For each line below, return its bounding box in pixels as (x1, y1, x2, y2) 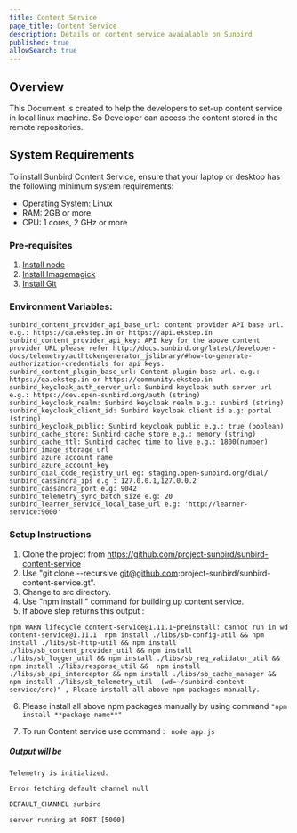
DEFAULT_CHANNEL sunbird (9, 799, 101, 809)
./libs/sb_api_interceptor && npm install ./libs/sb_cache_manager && (9, 669, 277, 678)
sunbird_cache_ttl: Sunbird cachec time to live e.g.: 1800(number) (9, 437, 269, 446)
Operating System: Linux (21, 198, 113, 208)
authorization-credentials (9, 360, 109, 369)
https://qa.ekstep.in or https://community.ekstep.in (9, 375, 213, 384)
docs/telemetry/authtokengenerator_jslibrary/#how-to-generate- (9, 352, 253, 361)
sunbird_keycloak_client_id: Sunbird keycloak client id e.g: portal (9, 406, 273, 415)
